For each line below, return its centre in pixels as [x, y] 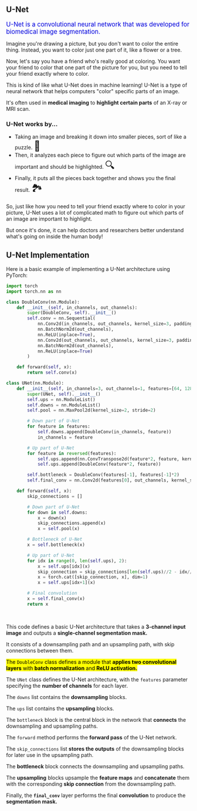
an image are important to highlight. [49, 219]
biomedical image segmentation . [53, 32]
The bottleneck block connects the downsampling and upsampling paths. [95, 766]
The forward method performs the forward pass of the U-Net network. [91, 737]
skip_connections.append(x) [72, 523]
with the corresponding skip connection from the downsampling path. [91, 784]
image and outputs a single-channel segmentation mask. [77, 633]
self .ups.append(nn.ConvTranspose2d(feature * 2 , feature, [108, 459]
